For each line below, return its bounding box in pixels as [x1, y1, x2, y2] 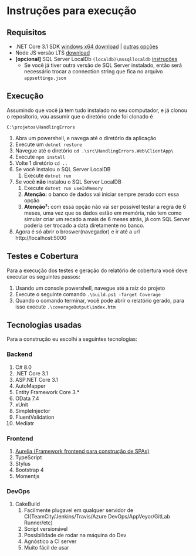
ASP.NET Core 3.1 [15, 376, 58, 383]
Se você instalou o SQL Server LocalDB [15, 165, 111, 172]
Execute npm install [15, 153, 66, 160]
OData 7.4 [15, 395, 40, 402]
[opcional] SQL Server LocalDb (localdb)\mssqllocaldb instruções [15, 56, 178, 62]
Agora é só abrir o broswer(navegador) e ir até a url [15, 228, 140, 235]
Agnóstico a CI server [23, 538, 77, 545]
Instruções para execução [6, 4, 137, 18]
